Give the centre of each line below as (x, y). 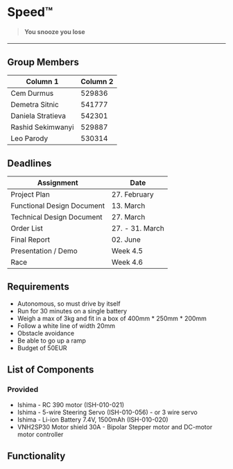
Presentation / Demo (44, 251)
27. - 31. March (138, 229)
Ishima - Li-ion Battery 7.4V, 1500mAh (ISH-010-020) (93, 419)
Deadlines (29, 163)
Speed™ (30, 12)
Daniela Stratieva (38, 116)
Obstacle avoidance (46, 333)
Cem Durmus (32, 93)
